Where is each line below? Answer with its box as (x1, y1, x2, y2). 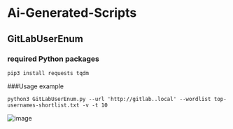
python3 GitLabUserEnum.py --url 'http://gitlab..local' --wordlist (7, 95, 211, 102)
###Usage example (7, 82, 64, 90)
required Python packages (7, 54, 99, 64)
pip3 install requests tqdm (7, 69, 90, 76)
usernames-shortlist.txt (7, 102, 80, 109)
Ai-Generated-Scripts (7, 5, 137, 21)
